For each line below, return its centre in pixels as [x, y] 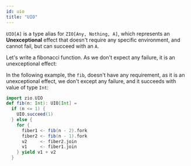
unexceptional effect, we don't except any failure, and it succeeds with [91, 81]
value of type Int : [27, 87]
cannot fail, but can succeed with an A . [53, 46]
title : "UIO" [22, 17]
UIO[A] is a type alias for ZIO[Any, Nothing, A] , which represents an [88, 33]
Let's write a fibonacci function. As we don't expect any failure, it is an [91, 57]
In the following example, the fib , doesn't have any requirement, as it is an [95, 75]
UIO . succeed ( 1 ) [35, 115]
